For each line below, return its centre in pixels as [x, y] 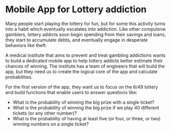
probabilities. [19, 77]
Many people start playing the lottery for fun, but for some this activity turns [85, 24]
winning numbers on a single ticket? [51, 124]
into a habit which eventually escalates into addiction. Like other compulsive [85, 29]
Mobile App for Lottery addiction [76, 9]
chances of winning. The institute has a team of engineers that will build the [85, 66]
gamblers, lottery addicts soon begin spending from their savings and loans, [86, 34]
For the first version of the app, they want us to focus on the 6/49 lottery [82, 87]
